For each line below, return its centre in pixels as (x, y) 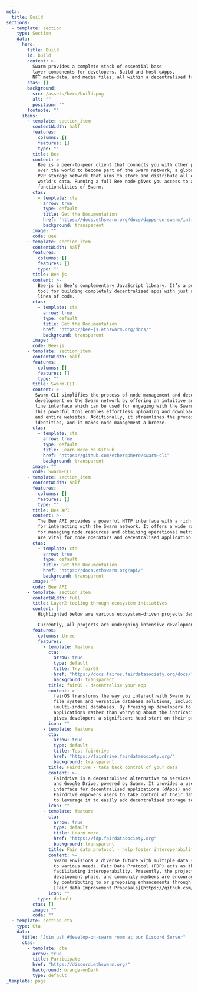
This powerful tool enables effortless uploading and (102, 411)
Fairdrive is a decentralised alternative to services (122, 778)
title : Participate (56, 959)
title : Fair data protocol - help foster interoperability (122, 849)
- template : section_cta (42, 921)
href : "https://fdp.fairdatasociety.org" (105, 839)
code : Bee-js (48, 346)
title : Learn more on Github (79, 450)
